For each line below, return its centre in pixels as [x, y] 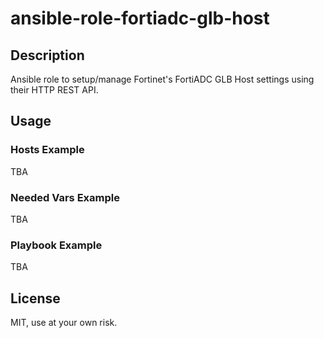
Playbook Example [56, 245]
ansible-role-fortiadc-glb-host [140, 18]
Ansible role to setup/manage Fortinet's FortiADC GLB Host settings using [162, 79]
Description [47, 55]
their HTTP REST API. [54, 90]
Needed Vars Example [65, 197]
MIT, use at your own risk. [64, 323]
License [35, 298]
